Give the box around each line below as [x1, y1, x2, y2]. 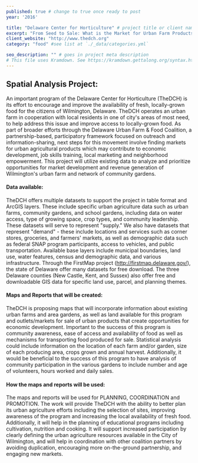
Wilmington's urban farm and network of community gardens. [6, 170, 156, 177]
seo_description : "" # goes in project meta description [6, 52, 149, 58]
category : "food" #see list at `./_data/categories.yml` [6, 41, 149, 47]
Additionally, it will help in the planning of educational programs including [6, 419, 184, 426]
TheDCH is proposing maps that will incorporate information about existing [6, 304, 188, 311]
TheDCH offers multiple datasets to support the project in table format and [6, 196, 187, 203]
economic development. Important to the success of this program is [6, 323, 171, 330]
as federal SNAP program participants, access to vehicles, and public [6, 240, 175, 248]
